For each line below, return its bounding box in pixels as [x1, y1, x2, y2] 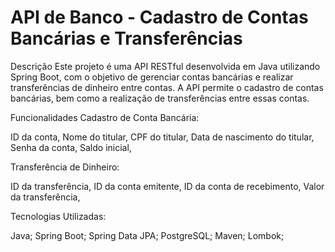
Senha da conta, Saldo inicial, [10, 141, 132, 153]
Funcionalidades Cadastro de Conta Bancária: [10, 111, 200, 123]
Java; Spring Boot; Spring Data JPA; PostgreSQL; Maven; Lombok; [10, 229, 285, 241]
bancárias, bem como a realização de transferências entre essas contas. [10, 92, 310, 104]
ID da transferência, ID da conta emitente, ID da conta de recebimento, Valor [10, 180, 325, 192]
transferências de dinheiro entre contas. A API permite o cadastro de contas [10, 81, 324, 93]
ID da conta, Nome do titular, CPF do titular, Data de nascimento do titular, [10, 131, 315, 143]
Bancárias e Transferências [10, 27, 243, 50]
